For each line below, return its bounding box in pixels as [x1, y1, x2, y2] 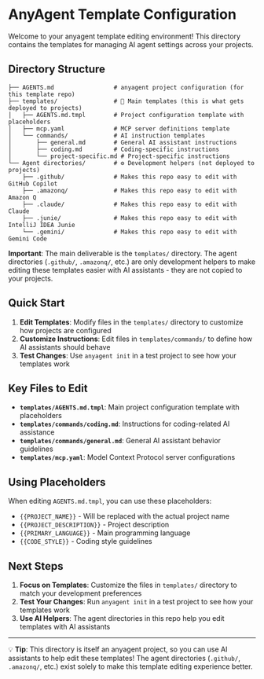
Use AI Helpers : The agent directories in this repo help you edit [19, 614, 225, 622]
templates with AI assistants [19, 622, 111, 631]
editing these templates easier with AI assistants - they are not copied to [8, 265, 243, 274]
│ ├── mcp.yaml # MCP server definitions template [8, 124, 230, 133]
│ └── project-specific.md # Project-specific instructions [8, 152, 230, 160]
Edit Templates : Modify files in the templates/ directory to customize [19, 317, 244, 327]
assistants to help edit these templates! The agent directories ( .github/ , [8, 654, 241, 662]
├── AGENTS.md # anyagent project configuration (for [8, 83, 244, 91]
